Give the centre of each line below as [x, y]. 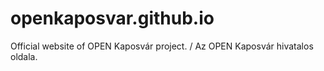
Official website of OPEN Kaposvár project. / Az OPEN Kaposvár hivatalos [162, 46]
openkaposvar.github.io [112, 18]
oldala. [24, 56]
